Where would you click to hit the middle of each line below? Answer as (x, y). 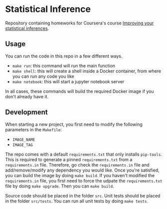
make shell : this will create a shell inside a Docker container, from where (87, 71)
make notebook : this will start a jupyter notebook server (68, 81)
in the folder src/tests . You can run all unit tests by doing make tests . (77, 201)
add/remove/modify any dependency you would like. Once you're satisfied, (82, 170)
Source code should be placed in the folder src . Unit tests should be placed (83, 196)
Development (27, 112)
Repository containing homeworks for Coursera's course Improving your (80, 23)
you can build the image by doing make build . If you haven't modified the (80, 175)
